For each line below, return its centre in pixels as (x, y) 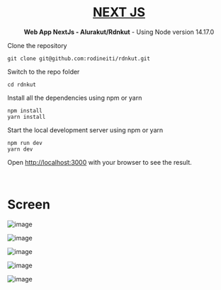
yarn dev (20, 149)
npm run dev (25, 143)
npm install (25, 110)
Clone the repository (37, 45)
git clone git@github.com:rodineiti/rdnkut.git (79, 58)
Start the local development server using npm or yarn (85, 130)
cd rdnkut (22, 85)
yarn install (27, 117)
